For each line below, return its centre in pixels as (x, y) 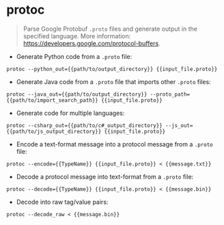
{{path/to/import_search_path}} (52, 100)
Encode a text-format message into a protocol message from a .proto (114, 144)
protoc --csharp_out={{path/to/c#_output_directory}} (85, 125)
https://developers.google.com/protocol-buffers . (92, 43)
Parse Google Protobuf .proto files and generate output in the (110, 29)
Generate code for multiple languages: (70, 113)
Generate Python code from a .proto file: (74, 56)
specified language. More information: (77, 36)
